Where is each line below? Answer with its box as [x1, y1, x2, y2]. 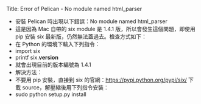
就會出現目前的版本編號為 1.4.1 [15, 61, 91, 68]
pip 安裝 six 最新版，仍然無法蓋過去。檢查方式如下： [15, 33, 147, 40]
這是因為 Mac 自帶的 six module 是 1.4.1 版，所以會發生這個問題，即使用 [15, 26, 196, 32]
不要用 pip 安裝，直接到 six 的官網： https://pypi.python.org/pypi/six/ [15, 76, 187, 83]
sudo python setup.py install [15, 91, 86, 98]
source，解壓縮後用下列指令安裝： [22, 84, 109, 91]
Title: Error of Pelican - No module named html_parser [6, 5, 142, 12]
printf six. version [15, 54, 59, 61]
